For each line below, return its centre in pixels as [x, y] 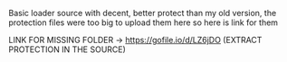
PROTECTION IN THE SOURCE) [67, 49]
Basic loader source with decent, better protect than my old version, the [143, 13]
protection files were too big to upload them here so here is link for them [143, 22]
